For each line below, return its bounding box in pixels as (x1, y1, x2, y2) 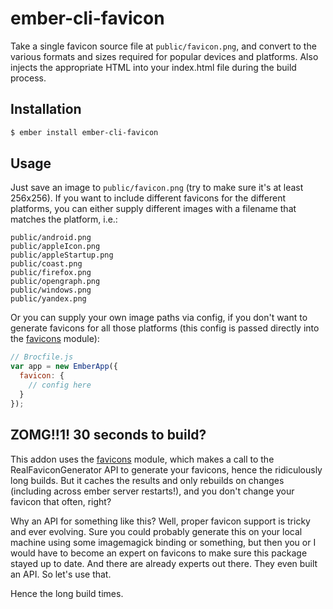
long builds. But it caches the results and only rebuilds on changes (10, 474, 285, 486)
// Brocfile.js (10, 352, 74, 362)
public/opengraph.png (10, 277, 101, 287)
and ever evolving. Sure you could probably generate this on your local (10, 525, 303, 537)
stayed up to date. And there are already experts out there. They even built (10, 557, 318, 569)
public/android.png (10, 233, 92, 243)
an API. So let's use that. (10, 568, 112, 580)
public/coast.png (10, 259, 83, 269)
